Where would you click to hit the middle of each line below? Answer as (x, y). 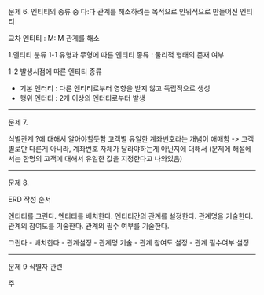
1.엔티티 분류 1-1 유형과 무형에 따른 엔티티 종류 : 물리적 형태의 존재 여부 (116, 55)
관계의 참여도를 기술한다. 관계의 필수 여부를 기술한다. (89, 226)
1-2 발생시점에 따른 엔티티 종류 (55, 72)
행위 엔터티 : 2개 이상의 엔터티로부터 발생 (82, 98)
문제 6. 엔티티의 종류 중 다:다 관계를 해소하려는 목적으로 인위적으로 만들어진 (123, 11)
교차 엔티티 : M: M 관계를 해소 (54, 38)
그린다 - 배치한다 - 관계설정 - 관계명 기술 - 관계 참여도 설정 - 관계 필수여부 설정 (129, 243)
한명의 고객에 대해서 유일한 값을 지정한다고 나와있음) (103, 159)
